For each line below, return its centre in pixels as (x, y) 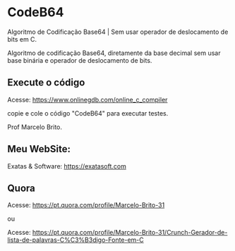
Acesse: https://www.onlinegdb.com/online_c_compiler (88, 99)
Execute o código (46, 83)
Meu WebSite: (39, 149)
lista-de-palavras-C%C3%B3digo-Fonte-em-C (76, 240)
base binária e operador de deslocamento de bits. (80, 60)
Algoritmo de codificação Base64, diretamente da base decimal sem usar (114, 53)
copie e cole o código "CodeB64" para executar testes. (88, 113)
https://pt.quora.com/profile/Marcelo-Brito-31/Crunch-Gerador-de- (130, 233)
